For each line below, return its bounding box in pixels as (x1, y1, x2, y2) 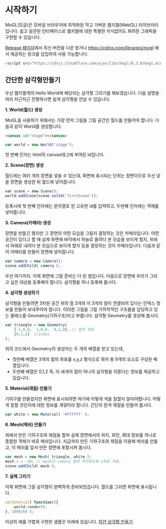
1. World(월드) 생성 (5, 106, 42, 112)
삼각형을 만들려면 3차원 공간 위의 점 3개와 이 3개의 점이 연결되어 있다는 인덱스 (5, 300, 156, 306)
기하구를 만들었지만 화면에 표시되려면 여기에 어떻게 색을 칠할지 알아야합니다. (5, 396, 152, 402)
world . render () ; (14, 504, 48, 509)
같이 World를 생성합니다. (14, 123, 62, 129)
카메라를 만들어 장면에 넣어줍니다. (10, 249, 75, 255)
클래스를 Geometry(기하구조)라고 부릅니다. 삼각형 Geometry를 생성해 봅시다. (10, 313, 160, 318)
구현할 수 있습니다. (5, 34, 41, 40)
